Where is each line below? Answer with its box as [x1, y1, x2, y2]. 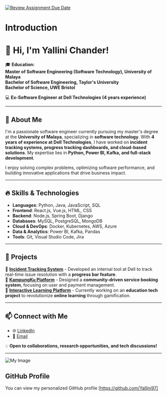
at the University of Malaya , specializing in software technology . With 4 [5, 134, 155, 140]
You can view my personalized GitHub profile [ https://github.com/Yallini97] [5, 385, 158, 391]
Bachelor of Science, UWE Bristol [5, 84, 76, 90]
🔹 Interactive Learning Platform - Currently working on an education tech [5, 287, 158, 293]
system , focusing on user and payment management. [5, 282, 115, 288]
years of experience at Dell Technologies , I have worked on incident [5, 139, 148, 145]
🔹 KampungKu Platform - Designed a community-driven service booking [5, 276, 158, 283]
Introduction [5, 22, 58, 33]
